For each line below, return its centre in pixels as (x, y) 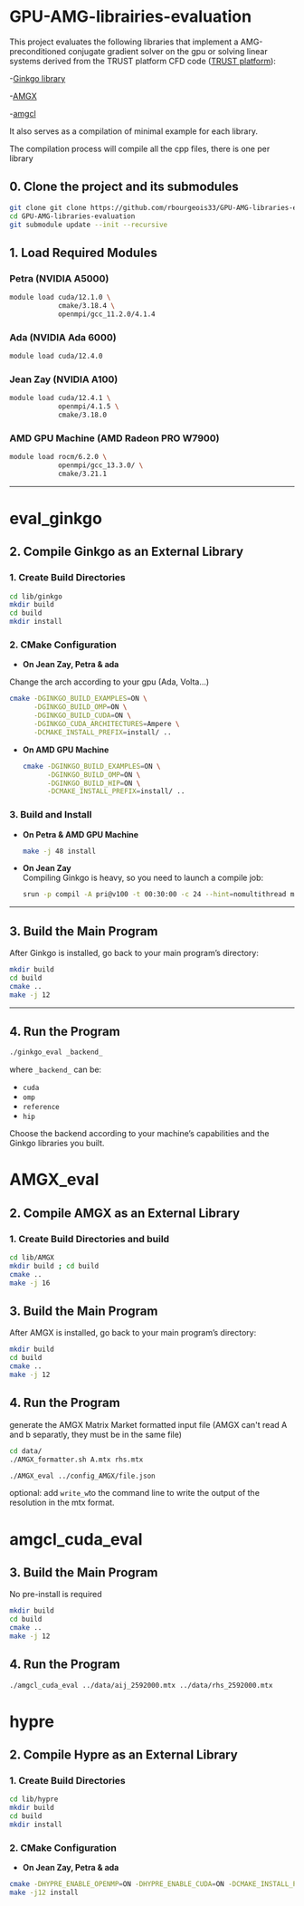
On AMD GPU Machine (66, 750)
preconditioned (38, 51)
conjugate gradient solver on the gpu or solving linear (168, 51)
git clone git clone (48, 207)
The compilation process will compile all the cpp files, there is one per (140, 148)
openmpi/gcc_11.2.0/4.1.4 (106, 314)
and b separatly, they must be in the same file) (96, 1434)
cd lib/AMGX (32, 1258)
